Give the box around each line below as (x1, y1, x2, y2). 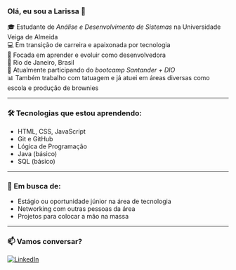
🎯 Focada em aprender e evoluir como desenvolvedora (7, 51, 166, 59)
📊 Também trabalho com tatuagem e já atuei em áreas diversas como (7, 74, 210, 82)
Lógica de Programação (17, 142, 88, 150)
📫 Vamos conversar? (7, 236, 83, 246)
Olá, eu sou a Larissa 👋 (7, 6, 86, 16)
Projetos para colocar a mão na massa (17, 212, 129, 220)
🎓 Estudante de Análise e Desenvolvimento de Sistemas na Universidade (7, 22, 221, 31)
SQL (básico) (17, 157, 56, 165)
